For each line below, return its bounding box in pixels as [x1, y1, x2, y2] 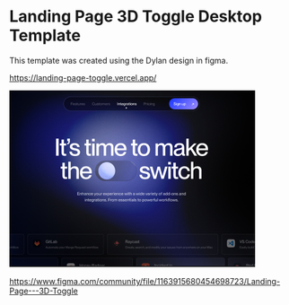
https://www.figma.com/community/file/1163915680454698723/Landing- [9, 275, 281, 286]
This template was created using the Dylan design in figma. [9, 55, 229, 65]
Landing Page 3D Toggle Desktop [9, 6, 263, 27]
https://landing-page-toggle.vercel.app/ [9, 72, 157, 83]
